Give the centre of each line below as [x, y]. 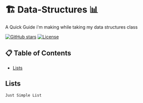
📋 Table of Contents [38, 53]
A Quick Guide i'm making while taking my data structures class [71, 27]
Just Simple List [23, 95]
